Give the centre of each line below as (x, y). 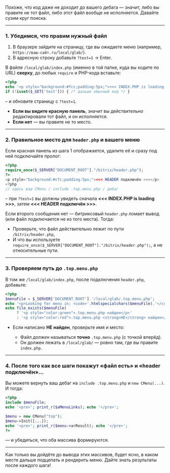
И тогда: (14, 388)
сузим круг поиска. (26, 18)
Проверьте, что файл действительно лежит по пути (68, 229)
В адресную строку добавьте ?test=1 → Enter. (62, 58)
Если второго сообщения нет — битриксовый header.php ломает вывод (82, 214)
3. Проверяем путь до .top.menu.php (52, 268)
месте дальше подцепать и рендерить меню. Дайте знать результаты (81, 460)
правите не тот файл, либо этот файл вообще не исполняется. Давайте (82, 13)
